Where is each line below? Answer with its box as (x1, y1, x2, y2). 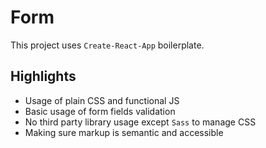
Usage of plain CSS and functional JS (24, 94, 180, 106)
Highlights (10, 68, 77, 85)
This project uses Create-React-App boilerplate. (10, 39, 205, 51)
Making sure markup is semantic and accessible (24, 126, 224, 138)
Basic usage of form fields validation (24, 105, 176, 117)
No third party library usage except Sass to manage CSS (24, 116, 257, 128)
